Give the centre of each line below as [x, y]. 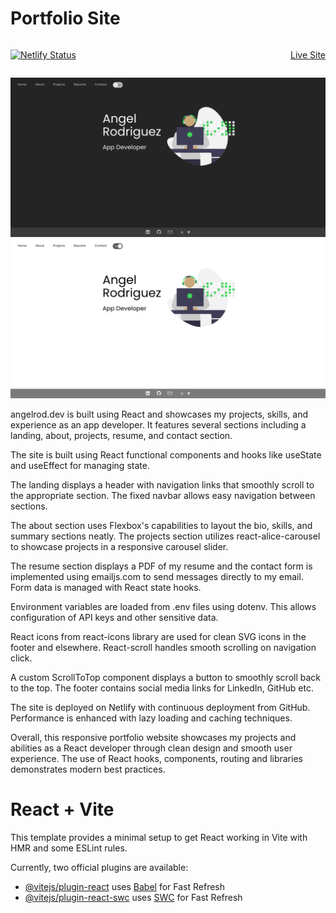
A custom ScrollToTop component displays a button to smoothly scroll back [166, 677]
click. [21, 658]
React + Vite [62, 809]
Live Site [308, 54]
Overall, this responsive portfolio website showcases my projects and [153, 737]
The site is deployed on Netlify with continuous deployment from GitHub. [160, 707]
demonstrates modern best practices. [88, 769]
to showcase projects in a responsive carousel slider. [119, 546]
